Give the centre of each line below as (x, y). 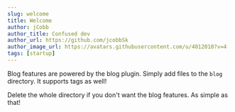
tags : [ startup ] (31, 54)
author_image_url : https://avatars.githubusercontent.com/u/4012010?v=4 (117, 47)
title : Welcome (30, 21)
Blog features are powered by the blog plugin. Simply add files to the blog (115, 73)
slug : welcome (28, 14)
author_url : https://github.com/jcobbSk (68, 40)
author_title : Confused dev (49, 34)
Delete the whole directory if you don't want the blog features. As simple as (118, 95)
